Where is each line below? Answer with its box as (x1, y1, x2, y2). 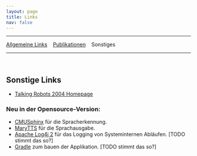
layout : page (6, 8, 38, 15)
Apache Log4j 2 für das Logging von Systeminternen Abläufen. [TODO (14, 131, 186, 138)
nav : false (6, 19, 33, 25)
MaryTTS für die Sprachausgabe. (14, 124, 96, 132)
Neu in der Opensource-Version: (6, 105, 101, 113)
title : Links (6, 14, 38, 20)
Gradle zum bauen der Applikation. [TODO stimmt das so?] (14, 143, 157, 150)
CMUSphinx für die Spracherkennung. (14, 118, 107, 126)
